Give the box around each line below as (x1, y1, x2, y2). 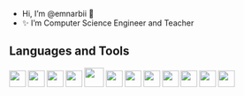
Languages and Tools (9, 44, 130, 59)
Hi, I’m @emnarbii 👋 (21, 9, 95, 18)
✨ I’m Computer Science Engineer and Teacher (21, 18, 194, 28)
